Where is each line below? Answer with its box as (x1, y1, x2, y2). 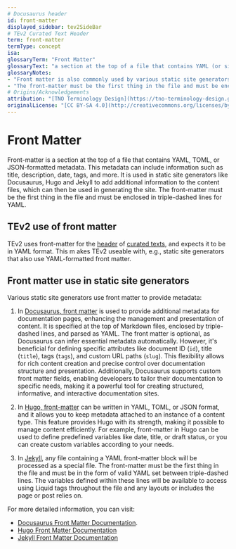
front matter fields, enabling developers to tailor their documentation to (17, 374, 223, 383)
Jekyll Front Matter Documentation (17, 534, 118, 542)
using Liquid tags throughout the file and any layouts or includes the (17, 484, 215, 493)
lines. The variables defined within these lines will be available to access (17, 477, 228, 485)
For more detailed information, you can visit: (7, 505, 135, 514)
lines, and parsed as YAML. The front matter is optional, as (41, 329, 211, 338)
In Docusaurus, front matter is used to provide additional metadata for (17, 307, 220, 315)
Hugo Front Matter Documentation (17, 526, 117, 535)
